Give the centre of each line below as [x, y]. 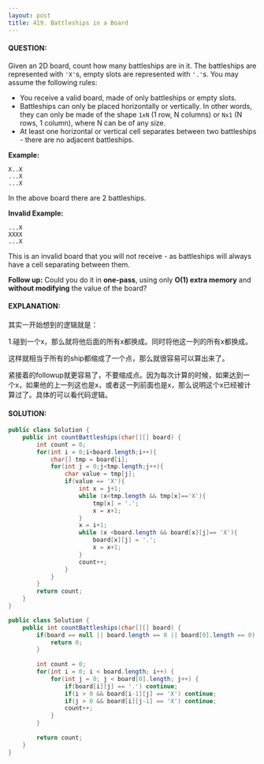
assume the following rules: [53, 82]
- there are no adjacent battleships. [76, 140]
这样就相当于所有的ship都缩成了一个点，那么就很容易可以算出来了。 [119, 358]
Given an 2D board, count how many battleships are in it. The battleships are [132, 66]
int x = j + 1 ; [100, 489]
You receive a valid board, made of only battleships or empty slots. [128, 97]
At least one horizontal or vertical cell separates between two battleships [138, 131]
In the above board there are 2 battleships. [77, 197]
